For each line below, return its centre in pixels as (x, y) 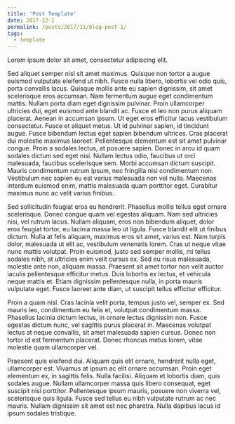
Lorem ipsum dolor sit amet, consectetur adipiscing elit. (88, 60)
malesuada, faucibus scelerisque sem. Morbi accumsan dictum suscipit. (112, 163)
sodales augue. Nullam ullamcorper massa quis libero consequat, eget (109, 383)
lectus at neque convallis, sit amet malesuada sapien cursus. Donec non (112, 333)
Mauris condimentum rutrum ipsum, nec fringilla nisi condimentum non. (110, 171)
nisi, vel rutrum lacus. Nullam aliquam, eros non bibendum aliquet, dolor (111, 221)
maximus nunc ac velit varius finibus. (61, 193)
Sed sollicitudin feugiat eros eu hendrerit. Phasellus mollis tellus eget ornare (117, 207)
